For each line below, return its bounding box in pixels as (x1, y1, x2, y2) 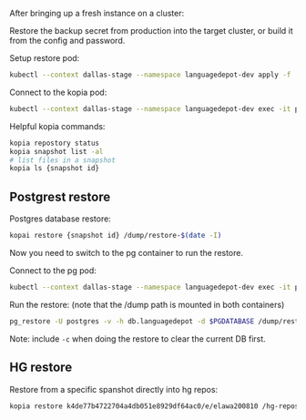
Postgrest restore (9, 189, 111, 204)
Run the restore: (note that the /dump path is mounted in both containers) (9, 299, 285, 310)
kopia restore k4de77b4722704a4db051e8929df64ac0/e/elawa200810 (9, 401, 259, 411)
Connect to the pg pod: (9, 264, 97, 276)
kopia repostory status (9, 138, 100, 148)
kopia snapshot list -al (9, 147, 104, 156)
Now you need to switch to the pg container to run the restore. (9, 247, 244, 258)
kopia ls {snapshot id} (9, 164, 100, 173)
